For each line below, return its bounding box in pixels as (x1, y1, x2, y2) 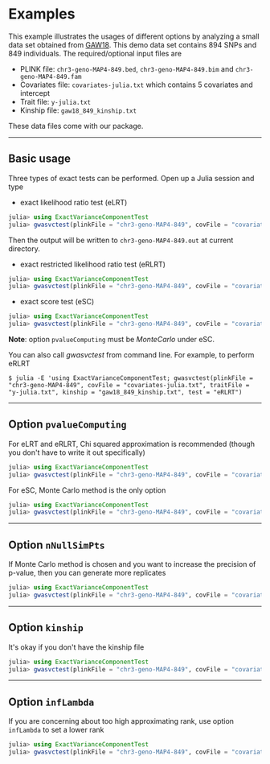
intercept (19, 88, 51, 97)
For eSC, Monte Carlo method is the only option (8, 485, 166, 495)
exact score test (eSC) (19, 297, 95, 307)
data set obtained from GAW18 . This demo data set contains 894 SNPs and (8, 39, 257, 49)
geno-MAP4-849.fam (19, 72, 82, 81)
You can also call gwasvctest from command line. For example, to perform (8, 350, 255, 359)
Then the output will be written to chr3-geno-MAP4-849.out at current (8, 235, 234, 245)
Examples (8, 5, 76, 23)
